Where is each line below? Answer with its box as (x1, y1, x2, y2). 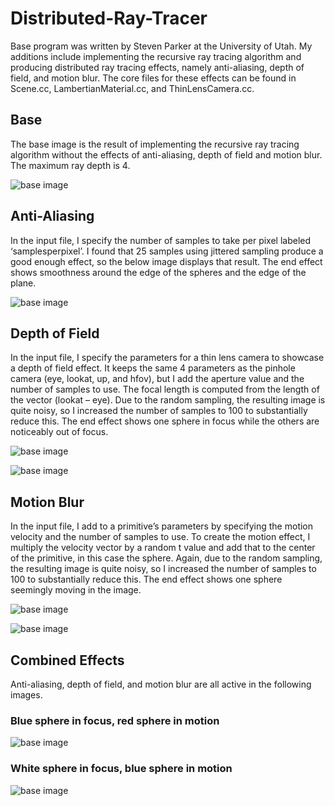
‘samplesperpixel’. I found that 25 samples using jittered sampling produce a (10, 245, 324, 257)
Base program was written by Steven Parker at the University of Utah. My (10, 40, 313, 52)
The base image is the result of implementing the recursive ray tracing (10, 138, 300, 150)
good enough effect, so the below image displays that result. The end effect (10, 255, 323, 267)
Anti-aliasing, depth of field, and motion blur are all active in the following (10, 678, 312, 690)
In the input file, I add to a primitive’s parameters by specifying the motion (10, 520, 314, 532)
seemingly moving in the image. (10, 584, 142, 596)
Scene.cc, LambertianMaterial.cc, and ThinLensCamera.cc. (10, 82, 255, 94)
